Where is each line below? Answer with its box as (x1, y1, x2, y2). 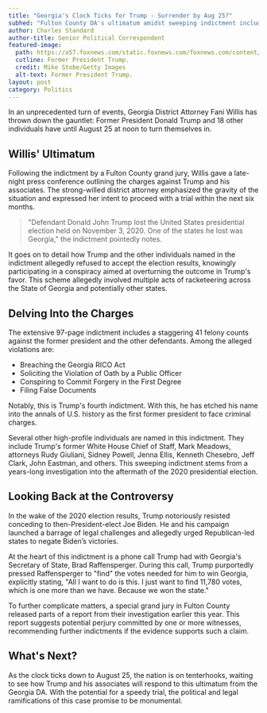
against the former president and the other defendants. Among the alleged (8, 336, 253, 346)
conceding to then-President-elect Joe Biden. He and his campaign (8, 519, 230, 529)
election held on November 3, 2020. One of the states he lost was (27, 226, 244, 235)
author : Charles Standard (8, 26, 94, 34)
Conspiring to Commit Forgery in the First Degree (19, 377, 182, 386)
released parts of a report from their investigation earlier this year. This (8, 609, 240, 618)
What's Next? (8, 649, 78, 663)
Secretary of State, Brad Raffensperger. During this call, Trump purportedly (8, 560, 254, 569)
